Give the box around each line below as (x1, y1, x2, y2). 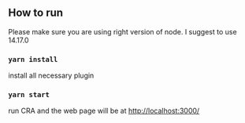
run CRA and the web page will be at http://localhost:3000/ (8, 106, 200, 116)
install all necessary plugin (8, 71, 95, 81)
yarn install (8, 55, 58, 63)
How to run (8, 6, 64, 20)
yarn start (8, 90, 50, 99)
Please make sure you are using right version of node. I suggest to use (8, 27, 238, 36)
